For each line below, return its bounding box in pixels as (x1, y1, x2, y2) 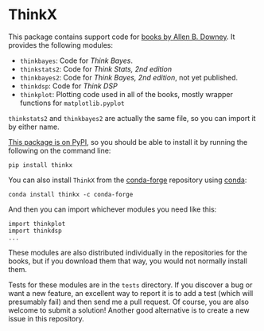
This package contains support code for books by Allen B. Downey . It (8, 32, 235, 41)
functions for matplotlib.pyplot (19, 98, 125, 107)
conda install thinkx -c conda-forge (8, 190, 134, 198)
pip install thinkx (8, 161, 73, 169)
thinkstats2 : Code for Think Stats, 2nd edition (19, 64, 173, 73)
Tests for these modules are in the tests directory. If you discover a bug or (8, 280, 253, 290)
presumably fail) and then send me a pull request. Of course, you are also (8, 297, 249, 306)
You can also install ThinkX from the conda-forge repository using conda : (8, 175, 247, 185)
